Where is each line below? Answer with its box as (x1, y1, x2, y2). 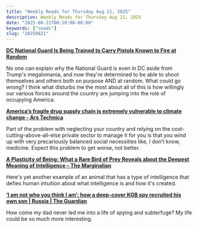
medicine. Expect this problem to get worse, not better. (6, 144, 140, 152)
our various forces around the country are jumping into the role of (6, 90, 166, 97)
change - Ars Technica (6, 114, 64, 121)
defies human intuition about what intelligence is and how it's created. (6, 180, 177, 187)
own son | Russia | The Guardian (6, 198, 87, 205)
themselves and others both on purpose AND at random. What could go (6, 78, 181, 85)
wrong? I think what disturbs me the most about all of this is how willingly (6, 84, 184, 91)
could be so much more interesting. (6, 216, 93, 223)
